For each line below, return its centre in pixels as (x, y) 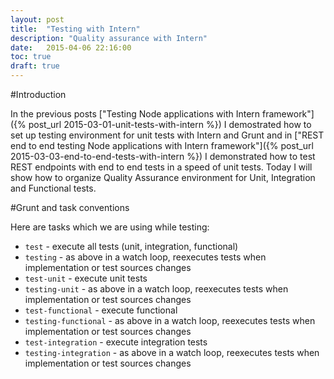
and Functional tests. (53, 188)
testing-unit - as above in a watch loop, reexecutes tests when (156, 289)
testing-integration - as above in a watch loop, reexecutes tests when (172, 352)
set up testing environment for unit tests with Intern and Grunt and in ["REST (167, 135)
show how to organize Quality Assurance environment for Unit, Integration (163, 177)
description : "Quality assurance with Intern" (109, 38)
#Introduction (38, 94)
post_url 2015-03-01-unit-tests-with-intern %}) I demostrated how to (170, 124)
